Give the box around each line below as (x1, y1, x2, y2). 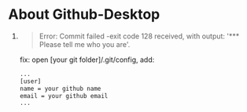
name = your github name (19, 85, 101, 92)
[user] (19, 77, 42, 85)
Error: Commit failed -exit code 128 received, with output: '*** (39, 31, 240, 41)
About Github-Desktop (8, 5, 160, 23)
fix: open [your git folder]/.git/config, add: (19, 55, 155, 64)
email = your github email (19, 92, 109, 99)
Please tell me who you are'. (39, 39, 131, 49)
